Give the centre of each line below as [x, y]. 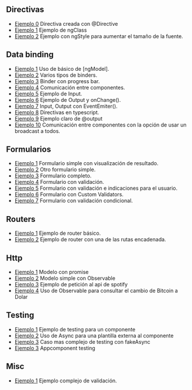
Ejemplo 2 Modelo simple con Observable [65, 278]
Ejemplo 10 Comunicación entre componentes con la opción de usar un [100, 125]
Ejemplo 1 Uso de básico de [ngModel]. [62, 69]
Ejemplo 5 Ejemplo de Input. [48, 94]
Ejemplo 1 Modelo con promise [52, 272]
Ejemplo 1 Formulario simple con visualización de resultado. [86, 163]
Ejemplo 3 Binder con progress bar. [57, 81]
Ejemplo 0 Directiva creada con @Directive [66, 23]
